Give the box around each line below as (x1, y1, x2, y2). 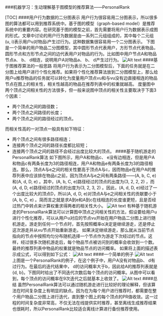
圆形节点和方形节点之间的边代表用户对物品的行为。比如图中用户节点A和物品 (5, 51, 157, 57)
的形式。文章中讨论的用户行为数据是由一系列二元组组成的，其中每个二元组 (5, 33, 154, 38)
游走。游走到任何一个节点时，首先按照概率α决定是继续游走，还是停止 (16, 221, 156, 227)
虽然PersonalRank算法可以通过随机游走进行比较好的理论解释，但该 (17, 282, 152, 287)
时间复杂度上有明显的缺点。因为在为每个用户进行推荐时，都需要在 (20, 288, 153, 293)
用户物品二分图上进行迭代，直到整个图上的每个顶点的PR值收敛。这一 (16, 294, 154, 300)
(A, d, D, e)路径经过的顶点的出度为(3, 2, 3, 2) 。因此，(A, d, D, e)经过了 (12, 185, 153, 190)
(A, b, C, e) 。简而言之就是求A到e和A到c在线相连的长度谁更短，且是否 (12, 197, 152, 203)
